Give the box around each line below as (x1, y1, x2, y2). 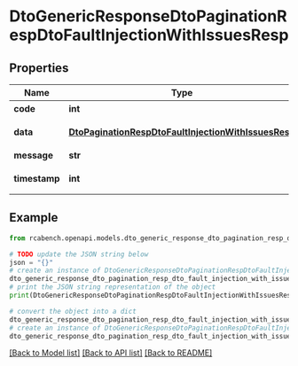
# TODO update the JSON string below (9, 250, 149, 259)
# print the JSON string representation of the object (9, 283, 216, 292)
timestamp (13, 173, 60, 184)
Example (9, 210, 59, 225)
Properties (9, 60, 69, 75)
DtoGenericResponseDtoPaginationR (9, 6, 288, 27)
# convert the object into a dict (9, 307, 137, 315)
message (13, 149, 53, 161)
